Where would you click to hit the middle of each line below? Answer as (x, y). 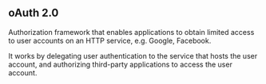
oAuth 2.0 (34, 13)
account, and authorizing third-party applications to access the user (121, 64)
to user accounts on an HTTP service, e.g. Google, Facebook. (110, 40)
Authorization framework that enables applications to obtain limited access (131, 32)
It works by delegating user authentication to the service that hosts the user (133, 55)
